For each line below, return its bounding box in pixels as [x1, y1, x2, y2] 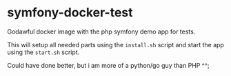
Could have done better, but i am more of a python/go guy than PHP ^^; [7, 61, 210, 69]
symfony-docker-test [7, 5, 133, 21]
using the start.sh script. [7, 48, 80, 56]
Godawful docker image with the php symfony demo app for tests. [7, 27, 196, 36]
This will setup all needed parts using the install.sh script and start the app [7, 40, 224, 49]
